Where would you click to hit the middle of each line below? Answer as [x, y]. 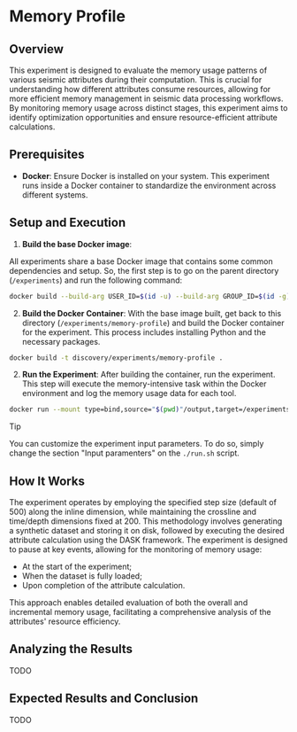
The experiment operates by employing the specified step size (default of [143, 502]
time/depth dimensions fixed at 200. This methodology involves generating [146, 521]
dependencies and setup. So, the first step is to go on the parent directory [144, 270]
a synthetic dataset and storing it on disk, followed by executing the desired [147, 531]
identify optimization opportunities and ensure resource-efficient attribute [144, 117]
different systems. [55, 195]
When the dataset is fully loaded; [82, 576]
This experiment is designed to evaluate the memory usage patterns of [138, 70]
